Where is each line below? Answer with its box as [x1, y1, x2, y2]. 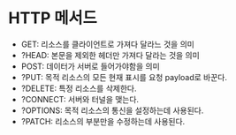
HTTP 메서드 [8, 8, 98, 28]
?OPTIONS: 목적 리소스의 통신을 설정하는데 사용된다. [20, 105, 204, 116]
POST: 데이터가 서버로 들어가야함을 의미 [20, 61, 160, 71]
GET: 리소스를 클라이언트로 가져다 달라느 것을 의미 [20, 39, 195, 49]
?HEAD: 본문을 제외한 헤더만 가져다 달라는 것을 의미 [20, 49, 200, 60]
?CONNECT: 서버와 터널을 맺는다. [20, 94, 139, 104]
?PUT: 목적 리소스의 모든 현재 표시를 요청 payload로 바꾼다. [20, 71, 227, 82]
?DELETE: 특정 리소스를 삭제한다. [20, 83, 137, 94]
